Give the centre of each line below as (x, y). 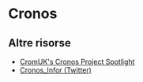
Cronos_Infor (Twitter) (56, 70)
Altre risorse (40, 43)
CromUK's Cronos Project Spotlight (77, 61)
